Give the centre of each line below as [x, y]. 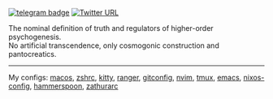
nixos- [254, 77]
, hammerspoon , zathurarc [74, 86]
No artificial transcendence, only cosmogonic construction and [114, 45]
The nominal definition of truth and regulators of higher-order [111, 28]
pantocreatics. [32, 54]
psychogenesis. [35, 37]
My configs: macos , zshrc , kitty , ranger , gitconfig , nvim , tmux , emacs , [125, 77]
